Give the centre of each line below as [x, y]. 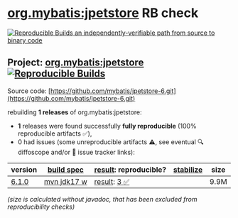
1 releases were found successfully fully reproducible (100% [107, 126]
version [24, 170]
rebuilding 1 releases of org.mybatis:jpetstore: [75, 112]
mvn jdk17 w [65, 181]
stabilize [188, 170]
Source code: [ [29, 91]
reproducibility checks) [41, 207]
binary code [25, 40]
